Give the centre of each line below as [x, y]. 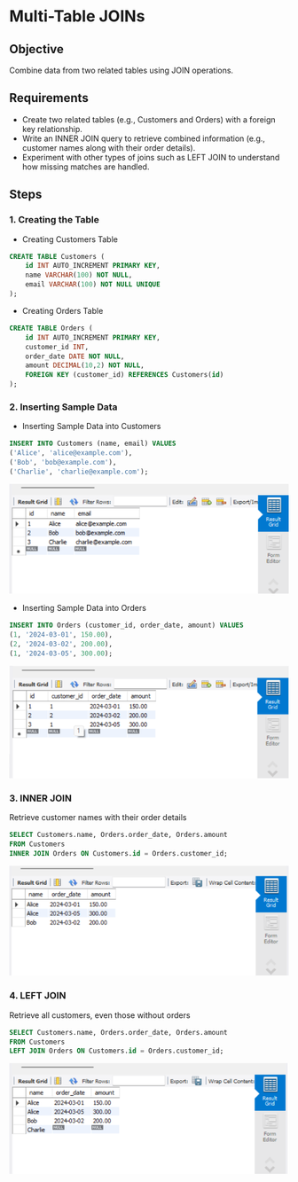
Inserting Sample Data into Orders [84, 608]
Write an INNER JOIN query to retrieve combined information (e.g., [144, 138]
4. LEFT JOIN [38, 996]
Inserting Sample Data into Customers [91, 427]
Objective [37, 49]
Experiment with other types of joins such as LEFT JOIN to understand [151, 157]
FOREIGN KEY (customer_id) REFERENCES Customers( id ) [125, 375]
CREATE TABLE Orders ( [51, 328]
